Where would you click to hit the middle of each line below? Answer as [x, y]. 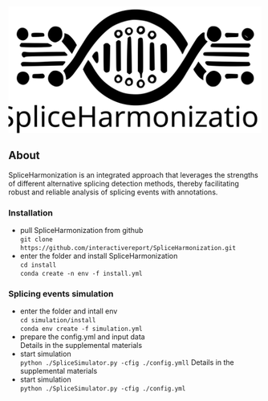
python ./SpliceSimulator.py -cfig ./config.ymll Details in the [127, 362]
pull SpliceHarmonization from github [81, 231]
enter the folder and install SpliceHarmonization [99, 256]
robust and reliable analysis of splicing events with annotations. [113, 192]
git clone [37, 239]
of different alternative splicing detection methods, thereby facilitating [124, 183]
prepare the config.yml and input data [83, 337]
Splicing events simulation [61, 294]
